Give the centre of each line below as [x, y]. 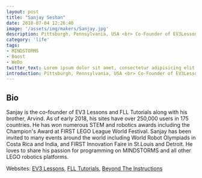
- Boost [16, 57]
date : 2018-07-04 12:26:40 [40, 23]
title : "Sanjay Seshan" [36, 17]
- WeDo [14, 62]
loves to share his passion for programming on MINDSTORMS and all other [99, 150]
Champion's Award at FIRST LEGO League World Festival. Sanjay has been [99, 131]
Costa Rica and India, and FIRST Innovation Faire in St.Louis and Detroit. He [99, 144]
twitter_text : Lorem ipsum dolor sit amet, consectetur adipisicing [94, 68]
